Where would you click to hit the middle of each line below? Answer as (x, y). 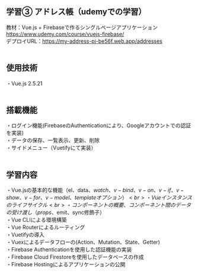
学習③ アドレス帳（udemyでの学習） (76, 12)
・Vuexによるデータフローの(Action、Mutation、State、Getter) (83, 242)
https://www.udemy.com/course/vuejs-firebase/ (65, 34)
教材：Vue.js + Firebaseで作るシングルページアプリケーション (82, 27)
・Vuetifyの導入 (25, 235)
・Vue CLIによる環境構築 (36, 220)
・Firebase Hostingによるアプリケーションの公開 (66, 264)
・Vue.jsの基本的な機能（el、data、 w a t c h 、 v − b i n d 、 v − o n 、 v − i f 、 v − (95, 190)
